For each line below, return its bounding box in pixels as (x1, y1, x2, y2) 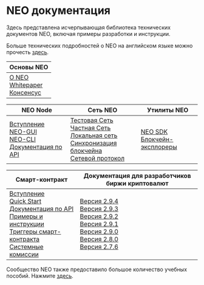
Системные (9, 242, 44, 251)
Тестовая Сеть (70, 116, 114, 125)
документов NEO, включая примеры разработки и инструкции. (6, 30, 171, 37)
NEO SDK (140, 127, 168, 136)
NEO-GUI (9, 127, 38, 136)
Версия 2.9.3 (80, 204, 118, 213)
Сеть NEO (87, 106, 118, 114)
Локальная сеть (70, 131, 118, 140)
